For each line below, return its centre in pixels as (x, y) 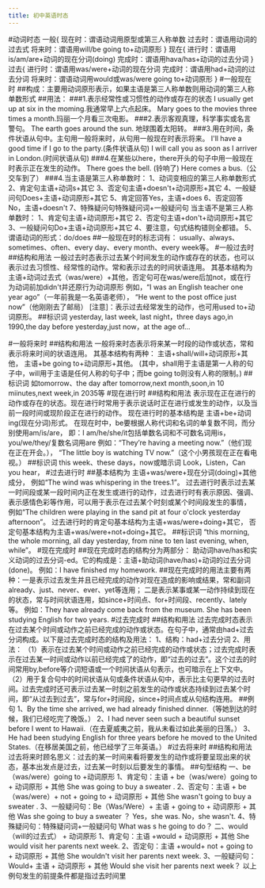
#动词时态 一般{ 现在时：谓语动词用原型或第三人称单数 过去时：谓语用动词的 (132, 39)
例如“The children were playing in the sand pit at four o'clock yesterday (125, 511)
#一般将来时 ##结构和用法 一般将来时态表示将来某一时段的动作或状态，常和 (131, 343)
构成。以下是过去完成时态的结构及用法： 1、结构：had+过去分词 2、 (133, 639)
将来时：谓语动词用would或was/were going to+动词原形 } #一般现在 (141, 78)
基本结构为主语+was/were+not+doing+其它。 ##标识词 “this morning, (136, 531)
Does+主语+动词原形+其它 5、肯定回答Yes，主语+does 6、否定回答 (132, 197)
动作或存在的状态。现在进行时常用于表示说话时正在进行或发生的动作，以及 (129, 403)
